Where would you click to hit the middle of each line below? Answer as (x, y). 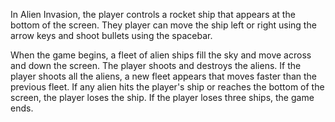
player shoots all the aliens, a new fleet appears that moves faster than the (164, 76)
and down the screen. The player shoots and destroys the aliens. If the (156, 65)
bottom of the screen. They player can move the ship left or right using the (163, 25)
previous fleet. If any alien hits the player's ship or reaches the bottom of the (167, 87)
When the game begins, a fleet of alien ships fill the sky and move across (161, 55)
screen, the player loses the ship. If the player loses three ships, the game (162, 97)
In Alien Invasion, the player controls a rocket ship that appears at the (153, 14)
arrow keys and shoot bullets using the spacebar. (111, 35)
